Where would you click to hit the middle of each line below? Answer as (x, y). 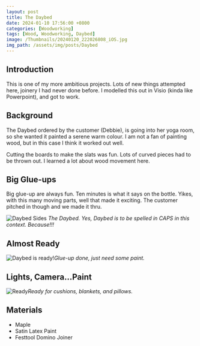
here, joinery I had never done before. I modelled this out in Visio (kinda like (100, 90)
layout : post (23, 12)
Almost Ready (33, 243)
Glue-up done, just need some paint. (99, 258)
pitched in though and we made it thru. (54, 207)
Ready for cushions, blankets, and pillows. (80, 291)
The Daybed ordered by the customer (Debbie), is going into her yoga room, (101, 130)
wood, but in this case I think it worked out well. (65, 143)
